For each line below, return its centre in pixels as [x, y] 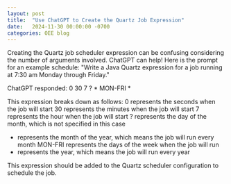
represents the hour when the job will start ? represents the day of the [107, 117]
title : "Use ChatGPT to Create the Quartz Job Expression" [96, 20]
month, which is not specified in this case [67, 124]
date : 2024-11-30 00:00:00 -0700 [59, 26]
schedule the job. [32, 173]
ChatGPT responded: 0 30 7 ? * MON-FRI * [69, 88]
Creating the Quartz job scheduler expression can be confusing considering [115, 53]
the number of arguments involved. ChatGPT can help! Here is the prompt [113, 60]
